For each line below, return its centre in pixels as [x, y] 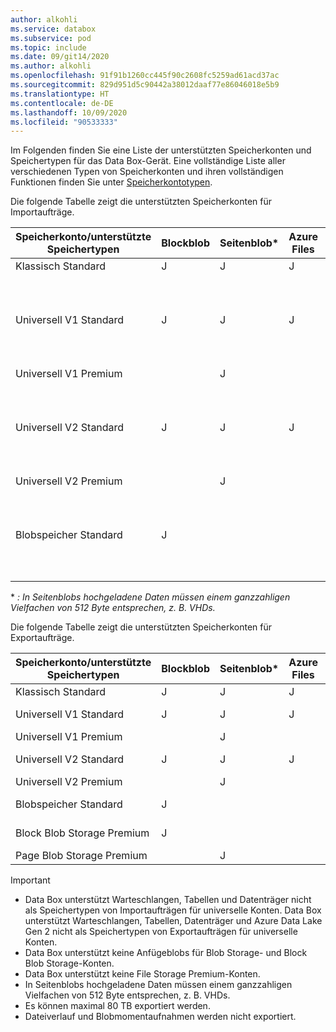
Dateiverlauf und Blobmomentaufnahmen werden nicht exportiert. [160, 1017]
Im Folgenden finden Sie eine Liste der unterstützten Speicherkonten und [161, 150]
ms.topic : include [48, 47]
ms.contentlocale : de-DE [62, 103]
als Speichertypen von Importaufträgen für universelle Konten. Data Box [173, 910]
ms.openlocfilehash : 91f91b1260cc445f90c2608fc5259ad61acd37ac [145, 76]
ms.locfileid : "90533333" [64, 122]
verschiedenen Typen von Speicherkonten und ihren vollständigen [147, 172]
